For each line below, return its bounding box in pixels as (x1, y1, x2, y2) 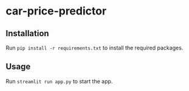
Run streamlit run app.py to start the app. (5, 77, 113, 85)
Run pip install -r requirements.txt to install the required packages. (5, 44, 184, 51)
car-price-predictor (5, 4, 107, 18)
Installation (5, 28, 49, 39)
